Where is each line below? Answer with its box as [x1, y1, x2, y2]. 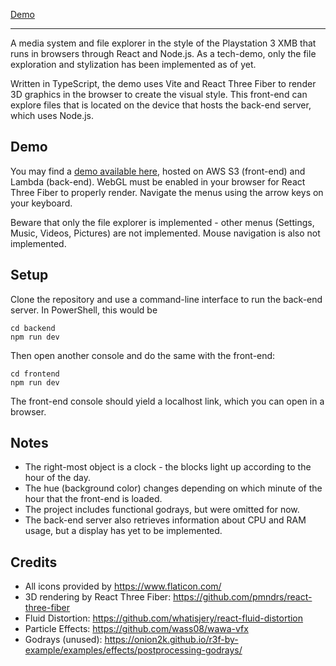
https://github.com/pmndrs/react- [173, 591, 313, 603]
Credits [10, 554, 58, 571]
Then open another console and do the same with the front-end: [10, 349, 276, 361]
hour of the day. [24, 472, 91, 484]
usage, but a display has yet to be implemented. [24, 525, 223, 537]
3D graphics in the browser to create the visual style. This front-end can [10, 89, 308, 100]
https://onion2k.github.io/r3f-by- [104, 634, 239, 646]
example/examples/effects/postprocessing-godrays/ [24, 644, 243, 656]
